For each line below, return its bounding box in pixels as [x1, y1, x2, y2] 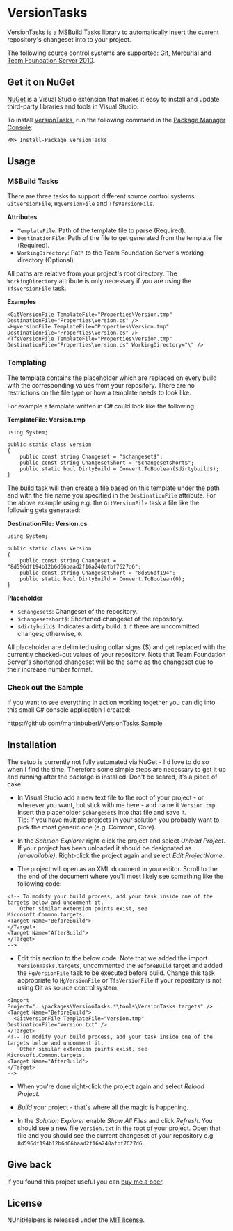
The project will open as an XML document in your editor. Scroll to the [17, 864, 218, 873]
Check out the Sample [7, 682, 83, 692]
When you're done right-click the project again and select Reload [17, 1082, 205, 1090]
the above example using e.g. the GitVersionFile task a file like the [7, 498, 200, 507]
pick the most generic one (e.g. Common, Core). [17, 823, 156, 831]
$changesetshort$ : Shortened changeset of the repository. [17, 614, 184, 623]
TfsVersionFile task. [7, 284, 67, 293]
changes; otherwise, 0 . [17, 629, 83, 637]
